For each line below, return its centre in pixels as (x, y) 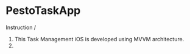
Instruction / (21, 27)
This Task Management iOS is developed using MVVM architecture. (99, 39)
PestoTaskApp (43, 11)
